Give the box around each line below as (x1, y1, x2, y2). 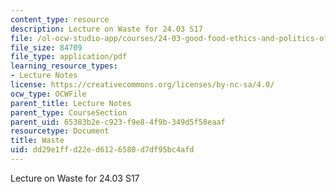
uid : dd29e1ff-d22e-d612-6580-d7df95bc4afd (10, 145, 195, 155)
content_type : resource (10, 14, 110, 25)
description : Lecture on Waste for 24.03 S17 (10, 24, 203, 34)
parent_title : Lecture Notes (10, 98, 132, 108)
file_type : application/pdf (10, 52, 128, 62)
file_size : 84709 (10, 42, 83, 53)
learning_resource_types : (10, 61, 118, 71)
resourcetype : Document (10, 126, 110, 136)
